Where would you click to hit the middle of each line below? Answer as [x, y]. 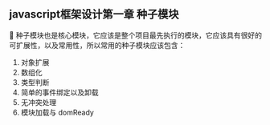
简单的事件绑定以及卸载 [59, 92]
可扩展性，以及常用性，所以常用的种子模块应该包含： [97, 45]
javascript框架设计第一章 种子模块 [94, 14]
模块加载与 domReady [57, 112]
